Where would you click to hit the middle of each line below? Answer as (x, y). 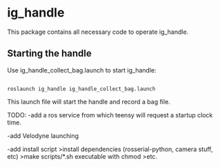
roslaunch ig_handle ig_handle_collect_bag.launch (81, 89)
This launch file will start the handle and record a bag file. (89, 101)
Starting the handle (49, 53)
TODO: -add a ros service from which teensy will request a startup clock (110, 115)
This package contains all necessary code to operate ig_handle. (98, 32)
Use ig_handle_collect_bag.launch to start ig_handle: (82, 70)
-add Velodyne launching (43, 135)
